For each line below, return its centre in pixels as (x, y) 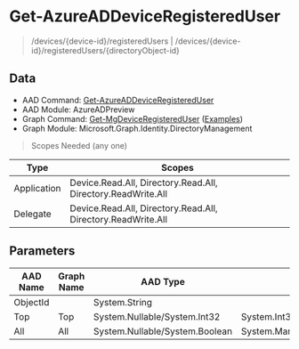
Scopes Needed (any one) (79, 145)
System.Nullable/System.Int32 (157, 316)
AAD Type (163, 281)
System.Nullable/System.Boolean (163, 331)
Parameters (42, 251)
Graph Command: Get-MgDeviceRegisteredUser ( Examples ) (132, 118)
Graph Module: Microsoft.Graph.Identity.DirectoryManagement (137, 128)
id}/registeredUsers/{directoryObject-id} (105, 50)
